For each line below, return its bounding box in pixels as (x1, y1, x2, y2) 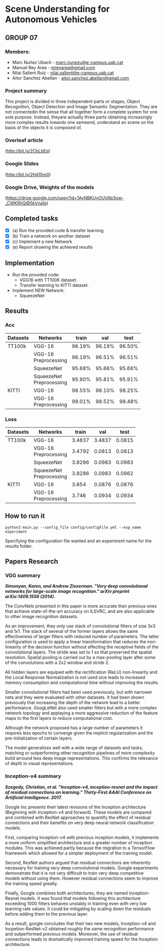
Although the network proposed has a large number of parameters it (5, 725, 143, 731)
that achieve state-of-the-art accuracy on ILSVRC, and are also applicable (5, 608, 155, 614)
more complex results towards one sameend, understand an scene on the (5, 119, 154, 125)
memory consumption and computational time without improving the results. (5, 680, 159, 685)
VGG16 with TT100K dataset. (19, 277, 77, 283)
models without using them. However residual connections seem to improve (5, 875, 158, 881)
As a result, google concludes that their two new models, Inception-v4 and (5, 921, 156, 926)
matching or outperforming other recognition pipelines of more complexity (5, 750, 155, 756)
